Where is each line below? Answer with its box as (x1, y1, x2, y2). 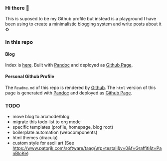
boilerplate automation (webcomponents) (12, 129, 98, 135)
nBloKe (12, 150, 27, 156)
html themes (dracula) (12, 134, 58, 141)
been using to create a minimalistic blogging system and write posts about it (5, 21, 162, 27)
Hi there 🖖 (5, 4, 30, 11)
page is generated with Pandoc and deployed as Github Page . (5, 89, 133, 96)
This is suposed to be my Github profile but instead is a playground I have (5, 16, 157, 22)
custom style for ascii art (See (12, 140, 74, 146)
